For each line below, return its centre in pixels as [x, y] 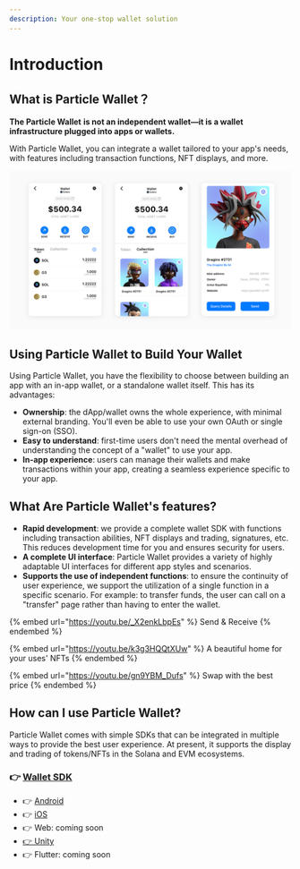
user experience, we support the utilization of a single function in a [146, 585]
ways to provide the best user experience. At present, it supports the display [150, 744]
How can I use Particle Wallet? [95, 713]
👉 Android [43, 800]
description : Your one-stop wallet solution [94, 19]
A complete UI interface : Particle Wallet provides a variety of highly [147, 557]
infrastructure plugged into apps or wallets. [92, 131]
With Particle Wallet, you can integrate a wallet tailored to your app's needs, [149, 149]
